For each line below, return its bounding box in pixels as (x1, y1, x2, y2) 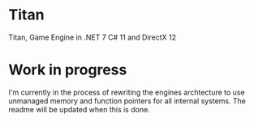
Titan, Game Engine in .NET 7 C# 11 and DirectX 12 (8, 32, 177, 42)
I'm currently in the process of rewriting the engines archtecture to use (8, 87, 245, 97)
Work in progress (8, 61, 127, 79)
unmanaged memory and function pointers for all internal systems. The (8, 95, 246, 106)
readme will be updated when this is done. (8, 104, 150, 114)
